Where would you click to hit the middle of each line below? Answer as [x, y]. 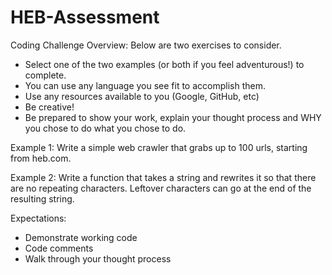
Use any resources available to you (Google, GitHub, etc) [142, 96]
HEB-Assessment [85, 17]
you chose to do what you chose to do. [105, 128]
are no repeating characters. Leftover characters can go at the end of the [161, 188]
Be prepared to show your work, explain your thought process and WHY [173, 117]
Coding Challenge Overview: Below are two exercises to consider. [146, 45]
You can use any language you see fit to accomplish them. [145, 85]
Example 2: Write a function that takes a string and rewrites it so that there [163, 177]
